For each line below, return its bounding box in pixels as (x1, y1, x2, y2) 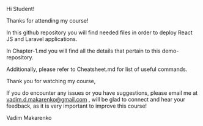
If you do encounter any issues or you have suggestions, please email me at (6, 89, 198, 97)
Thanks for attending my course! (6, 17, 89, 24)
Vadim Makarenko (6, 114, 52, 121)
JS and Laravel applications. (6, 35, 78, 42)
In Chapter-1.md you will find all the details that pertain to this (6, 47, 161, 54)
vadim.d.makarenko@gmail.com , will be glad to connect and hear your (6, 96, 185, 103)
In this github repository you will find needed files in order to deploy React (6, 29, 193, 36)
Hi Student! (6, 6, 35, 12)
